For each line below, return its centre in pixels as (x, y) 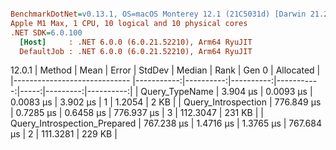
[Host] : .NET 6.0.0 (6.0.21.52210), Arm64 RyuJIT (136, 42)
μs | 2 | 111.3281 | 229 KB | (64, 134)
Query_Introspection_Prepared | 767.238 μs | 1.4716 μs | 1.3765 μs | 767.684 (166, 123)
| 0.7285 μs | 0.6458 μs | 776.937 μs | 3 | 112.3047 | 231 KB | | (137, 113)
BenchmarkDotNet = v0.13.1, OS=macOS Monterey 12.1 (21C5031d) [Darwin (158, 14)
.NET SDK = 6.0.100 (46, 32)
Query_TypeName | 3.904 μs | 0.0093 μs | (226, 92)
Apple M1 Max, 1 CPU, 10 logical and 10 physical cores (129, 23)
